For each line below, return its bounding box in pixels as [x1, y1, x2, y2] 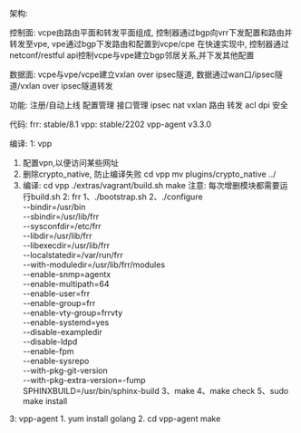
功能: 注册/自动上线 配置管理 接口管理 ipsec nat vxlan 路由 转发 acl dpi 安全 [9, 100, 288, 111]
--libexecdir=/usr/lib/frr [22, 240, 111, 251]
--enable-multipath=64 [22, 279, 111, 289]
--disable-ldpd [22, 336, 78, 347]
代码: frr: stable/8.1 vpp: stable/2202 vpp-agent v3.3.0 [9, 119, 211, 130]
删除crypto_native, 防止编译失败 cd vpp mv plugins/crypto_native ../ [22, 168, 277, 179]
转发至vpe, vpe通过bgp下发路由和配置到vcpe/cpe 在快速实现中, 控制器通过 [9, 39, 289, 49]
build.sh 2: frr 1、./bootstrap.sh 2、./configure [30, 191, 203, 202]
